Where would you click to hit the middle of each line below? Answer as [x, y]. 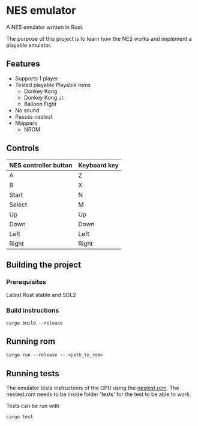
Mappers [26, 123]
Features [23, 64]
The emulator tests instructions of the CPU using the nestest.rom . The [93, 388]
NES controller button [41, 165]
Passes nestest [34, 116]
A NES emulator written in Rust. [45, 27]
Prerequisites [26, 281]
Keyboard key [98, 165]
